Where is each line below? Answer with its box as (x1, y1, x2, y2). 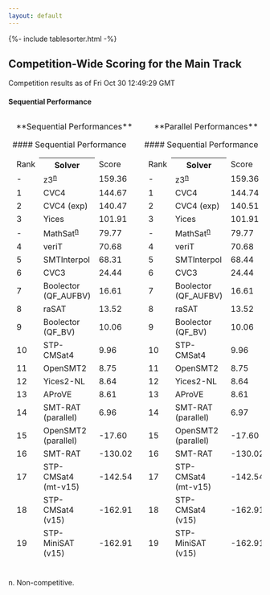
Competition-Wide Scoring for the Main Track (8, 57, 243, 71)
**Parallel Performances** (153, 121, 259, 132)
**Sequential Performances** (15, 121, 133, 132)
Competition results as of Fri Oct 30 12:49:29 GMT (8, 78, 175, 88)
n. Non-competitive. (8, 578, 75, 588)
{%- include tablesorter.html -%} (8, 34, 117, 43)
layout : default (8, 11, 63, 20)
